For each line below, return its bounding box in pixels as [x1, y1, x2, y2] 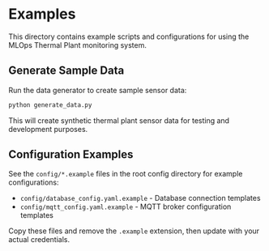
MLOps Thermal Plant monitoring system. [8, 40, 147, 49]
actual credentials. [8, 235, 70, 245]
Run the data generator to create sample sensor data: [8, 85, 187, 95]
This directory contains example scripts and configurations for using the [8, 32, 250, 41]
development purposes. [8, 124, 88, 134]
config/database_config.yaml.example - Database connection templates [19, 194, 261, 203]
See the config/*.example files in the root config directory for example [8, 169, 243, 179]
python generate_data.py [8, 100, 92, 109]
